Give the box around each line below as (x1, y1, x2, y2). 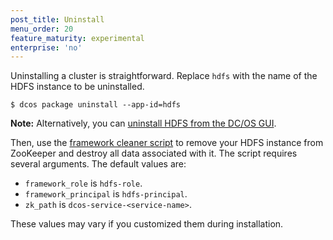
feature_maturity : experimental (10, 33, 145, 43)
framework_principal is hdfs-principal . (24, 188, 188, 200)
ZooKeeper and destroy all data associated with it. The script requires (10, 147, 298, 160)
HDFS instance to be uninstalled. (10, 81, 145, 93)
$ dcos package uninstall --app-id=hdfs (10, 100, 182, 110)
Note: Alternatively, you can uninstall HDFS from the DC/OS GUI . (10, 117, 277, 130)
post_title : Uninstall (10, 14, 105, 25)
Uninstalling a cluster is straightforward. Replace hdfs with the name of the (10, 70, 318, 82)
